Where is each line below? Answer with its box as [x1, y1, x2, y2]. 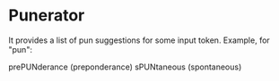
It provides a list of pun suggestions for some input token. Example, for [8, 35, 270, 45]
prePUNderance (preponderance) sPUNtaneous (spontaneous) [8, 61, 242, 72]
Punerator [8, 5, 85, 26]
